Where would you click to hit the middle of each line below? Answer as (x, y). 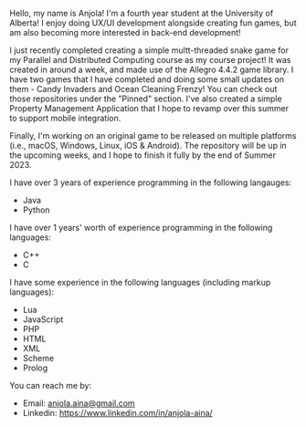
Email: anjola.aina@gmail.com (79, 403)
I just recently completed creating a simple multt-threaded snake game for (149, 50)
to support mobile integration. (65, 118)
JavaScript (43, 319)
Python (36, 210)
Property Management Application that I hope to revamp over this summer (149, 108)
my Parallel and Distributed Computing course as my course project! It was (150, 60)
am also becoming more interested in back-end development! (125, 32)
